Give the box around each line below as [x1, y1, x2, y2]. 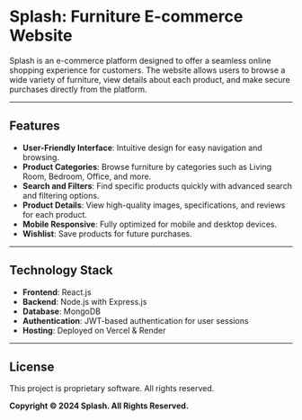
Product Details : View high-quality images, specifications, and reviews [22, 200, 286, 210]
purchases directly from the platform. [9, 84, 147, 94]
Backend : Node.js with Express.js [22, 296, 147, 307]
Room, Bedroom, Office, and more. [22, 171, 152, 182]
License [9, 359, 55, 374]
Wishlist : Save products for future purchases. [22, 228, 192, 239]
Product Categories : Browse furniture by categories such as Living [22, 161, 272, 172]
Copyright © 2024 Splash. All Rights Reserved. [9, 400, 189, 411]
